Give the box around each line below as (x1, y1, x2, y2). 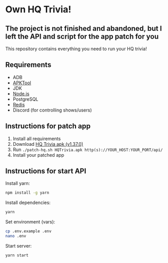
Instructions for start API (5, 167, 86, 176)
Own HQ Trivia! (5, 4, 72, 15)
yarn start (5, 253, 29, 258)
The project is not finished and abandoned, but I (5, 24, 162, 33)
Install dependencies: (5, 199, 51, 206)
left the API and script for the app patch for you (5, 32, 159, 41)
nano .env (5, 234, 27, 239)
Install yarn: (5, 180, 30, 186)
